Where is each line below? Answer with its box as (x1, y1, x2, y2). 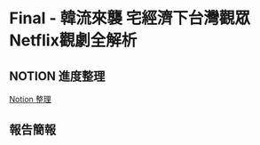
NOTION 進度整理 (9, 68, 106, 84)
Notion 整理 (9, 94, 51, 104)
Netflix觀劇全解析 (9, 30, 138, 51)
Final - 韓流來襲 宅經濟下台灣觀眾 (9, 8, 251, 28)
